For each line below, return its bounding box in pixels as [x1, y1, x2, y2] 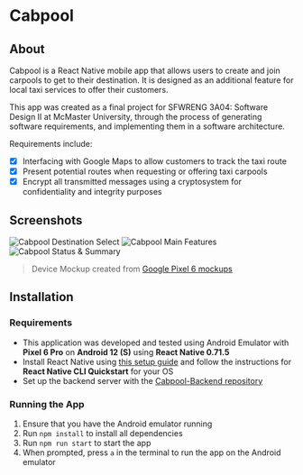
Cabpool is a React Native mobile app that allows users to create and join [9, 65, 281, 76]
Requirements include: [9, 139, 93, 149]
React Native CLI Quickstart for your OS [22, 366, 174, 377]
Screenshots [9, 213, 83, 228]
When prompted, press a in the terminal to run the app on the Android [22, 447, 281, 458]
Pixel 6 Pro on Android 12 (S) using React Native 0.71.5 [22, 346, 230, 357]
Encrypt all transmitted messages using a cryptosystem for [22, 177, 242, 187]
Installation [9, 289, 74, 305]
